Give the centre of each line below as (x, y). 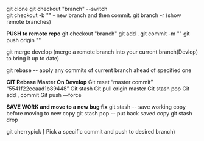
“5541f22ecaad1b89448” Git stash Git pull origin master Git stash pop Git (98, 89)
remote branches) (29, 22)
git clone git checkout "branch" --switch (57, 9)
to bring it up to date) (33, 58)
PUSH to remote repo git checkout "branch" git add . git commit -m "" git (98, 34)
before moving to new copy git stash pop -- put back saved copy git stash (100, 113)
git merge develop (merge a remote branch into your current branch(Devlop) (102, 52)
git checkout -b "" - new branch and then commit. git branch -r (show (94, 15)
